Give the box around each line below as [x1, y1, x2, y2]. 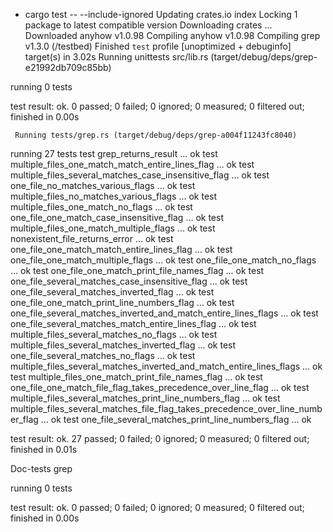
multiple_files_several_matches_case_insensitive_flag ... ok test [10, 169, 270, 181]
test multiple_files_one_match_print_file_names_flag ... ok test [10, 371, 263, 383]
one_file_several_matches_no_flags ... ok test [10, 350, 196, 361]
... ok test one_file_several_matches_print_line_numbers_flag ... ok [40, 414, 312, 425]
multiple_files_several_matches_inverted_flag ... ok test [10, 339, 237, 351]
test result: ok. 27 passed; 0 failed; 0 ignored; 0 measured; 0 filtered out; [10, 433, 310, 444]
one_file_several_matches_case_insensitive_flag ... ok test [10, 275, 248, 287]
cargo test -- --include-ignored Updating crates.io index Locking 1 [24, 9, 298, 20]
